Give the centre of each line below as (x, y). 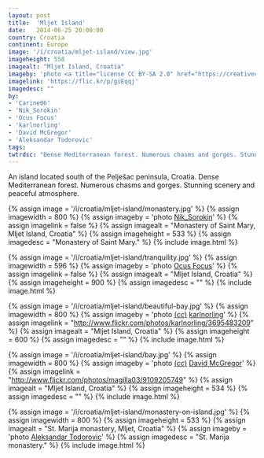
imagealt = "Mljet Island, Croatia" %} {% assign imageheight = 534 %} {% (128, 388)
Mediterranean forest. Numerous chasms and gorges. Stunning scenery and (132, 185)
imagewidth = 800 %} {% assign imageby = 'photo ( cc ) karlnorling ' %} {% (128, 315)
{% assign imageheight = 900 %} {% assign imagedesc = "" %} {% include (130, 283)
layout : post (29, 15)
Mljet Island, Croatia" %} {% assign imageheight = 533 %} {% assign (120, 234)
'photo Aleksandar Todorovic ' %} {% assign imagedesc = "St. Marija (119, 437)
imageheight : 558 (37, 60)
